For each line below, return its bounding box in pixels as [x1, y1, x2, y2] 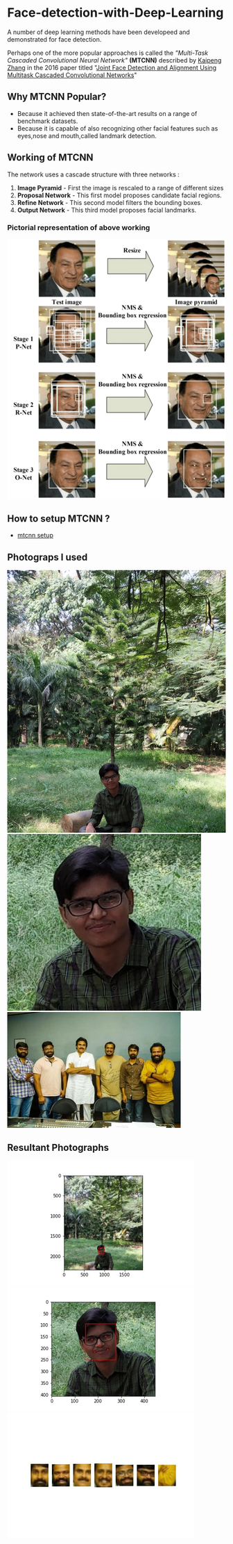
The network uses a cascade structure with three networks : [7, 170, 180, 179]
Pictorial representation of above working [7, 223, 150, 233]
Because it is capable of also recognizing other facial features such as [17, 124, 218, 133]
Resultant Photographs [7, 1141, 110, 1154]
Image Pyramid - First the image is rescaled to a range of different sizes [17, 183, 224, 192]
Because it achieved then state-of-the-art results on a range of [17, 109, 198, 117]
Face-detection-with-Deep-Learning [7, 5, 224, 21]
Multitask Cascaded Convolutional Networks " [7, 71, 137, 79]
